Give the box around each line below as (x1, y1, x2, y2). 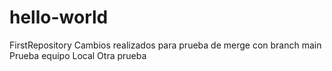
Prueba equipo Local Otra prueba (9, 49, 147, 61)
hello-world (9, 6, 109, 29)
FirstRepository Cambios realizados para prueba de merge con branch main (9, 39, 322, 51)
